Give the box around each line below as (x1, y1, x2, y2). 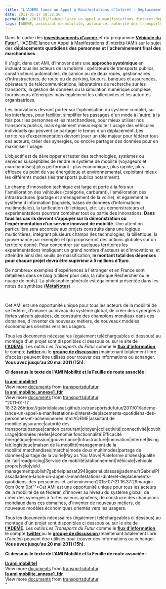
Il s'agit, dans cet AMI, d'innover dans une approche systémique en (5, 60, 144, 66)
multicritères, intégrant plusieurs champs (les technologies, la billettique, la (5, 231, 158, 237)
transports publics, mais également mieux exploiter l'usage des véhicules (5, 123, 155, 129)
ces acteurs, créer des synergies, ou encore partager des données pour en (5, 138, 158, 144)
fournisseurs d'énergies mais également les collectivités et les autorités (5, 92, 151, 98)
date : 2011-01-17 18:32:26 (5, 12, 61, 17)
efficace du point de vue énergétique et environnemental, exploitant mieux (5, 169, 157, 175)
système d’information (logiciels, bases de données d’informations (5, 199, 141, 206)
